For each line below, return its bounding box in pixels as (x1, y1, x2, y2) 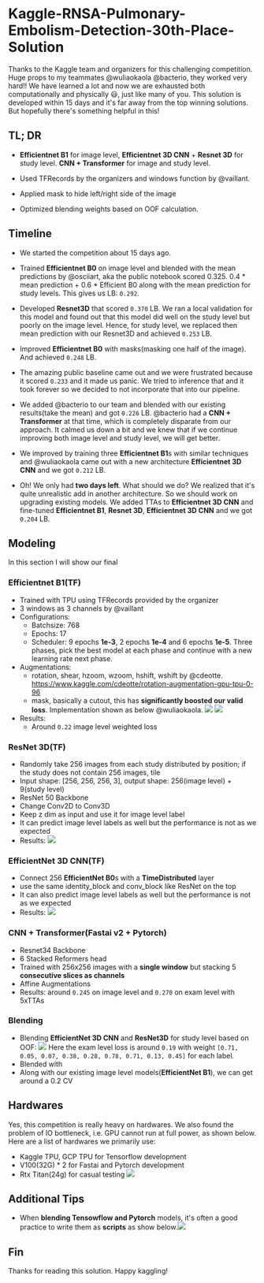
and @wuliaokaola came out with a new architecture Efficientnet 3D (19, 456, 242, 466)
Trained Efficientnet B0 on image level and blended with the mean (19, 263, 236, 273)
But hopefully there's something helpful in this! (8, 106, 160, 115)
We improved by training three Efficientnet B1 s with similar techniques (19, 448, 249, 458)
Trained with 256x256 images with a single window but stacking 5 (19, 962, 236, 972)
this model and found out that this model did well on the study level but (19, 312, 251, 322)
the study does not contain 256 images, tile (19, 768, 161, 777)
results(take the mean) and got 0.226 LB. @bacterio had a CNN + (19, 407, 231, 418)
